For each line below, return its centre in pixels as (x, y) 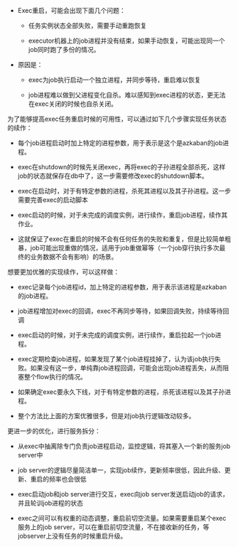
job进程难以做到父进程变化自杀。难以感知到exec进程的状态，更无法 (127, 95)
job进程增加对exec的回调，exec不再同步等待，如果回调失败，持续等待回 (123, 311)
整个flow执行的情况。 (55, 377)
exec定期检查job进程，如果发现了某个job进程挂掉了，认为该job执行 (116, 359)
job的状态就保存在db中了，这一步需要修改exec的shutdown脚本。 (113, 176)
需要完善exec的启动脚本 (53, 200)
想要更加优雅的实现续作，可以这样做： (63, 272)
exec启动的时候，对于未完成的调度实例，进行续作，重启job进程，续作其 (123, 215)
